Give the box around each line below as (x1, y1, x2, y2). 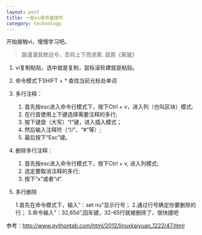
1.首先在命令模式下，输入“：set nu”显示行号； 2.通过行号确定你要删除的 (15, 201, 196, 209)
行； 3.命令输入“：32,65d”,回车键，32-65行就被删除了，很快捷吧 (15, 209, 179, 217)
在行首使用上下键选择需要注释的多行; (24, 111, 118, 118)
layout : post (6, 9, 40, 15)
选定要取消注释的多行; (24, 168, 80, 175)
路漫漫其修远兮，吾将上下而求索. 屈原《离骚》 (21, 51, 138, 58)
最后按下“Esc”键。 (24, 134, 71, 141)
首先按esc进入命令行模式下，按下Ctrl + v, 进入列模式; (24, 160, 159, 168)
